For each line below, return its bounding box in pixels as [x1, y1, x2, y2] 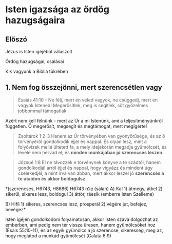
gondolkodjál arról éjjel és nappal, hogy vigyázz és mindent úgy [17, 165, 153, 171]
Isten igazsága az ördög [5, 4, 109, 15]
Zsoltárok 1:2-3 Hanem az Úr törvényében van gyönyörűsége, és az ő [17, 133, 165, 139]
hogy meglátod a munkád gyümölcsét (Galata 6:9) [5, 232, 111, 239]
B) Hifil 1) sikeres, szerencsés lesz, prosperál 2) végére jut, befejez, [5, 201, 148, 207]
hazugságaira [5, 14, 65, 26]
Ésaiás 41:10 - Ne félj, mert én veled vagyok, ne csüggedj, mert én [17, 96, 158, 103]
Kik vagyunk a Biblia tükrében [5, 68, 68, 74]
